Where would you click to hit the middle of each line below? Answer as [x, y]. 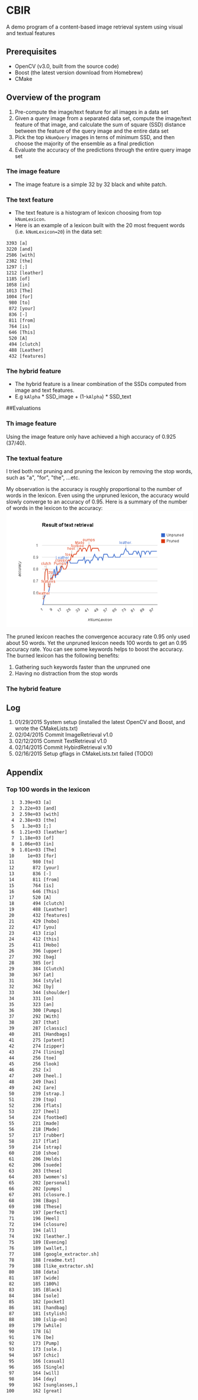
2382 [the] [20, 261]
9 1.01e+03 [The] [34, 850]
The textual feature [34, 458]
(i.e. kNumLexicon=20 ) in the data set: [58, 232]
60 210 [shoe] [34, 1153]
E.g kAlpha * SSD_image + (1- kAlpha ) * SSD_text [73, 397]
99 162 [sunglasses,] [43, 1385]
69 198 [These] [35, 1207]
